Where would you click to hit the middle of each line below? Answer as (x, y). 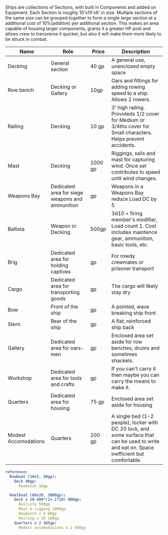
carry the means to (133, 381)
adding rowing (128, 87)
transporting (65, 292)
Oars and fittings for (135, 81)
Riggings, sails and (133, 153)
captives (61, 272)
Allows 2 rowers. (131, 99)
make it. (120, 387)
